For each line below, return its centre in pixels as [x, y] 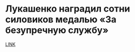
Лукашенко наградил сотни [68, 9]
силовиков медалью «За [61, 19]
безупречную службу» [57, 30]
